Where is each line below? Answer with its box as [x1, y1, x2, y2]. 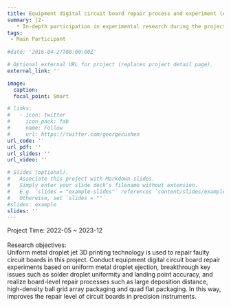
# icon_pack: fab [7, 118, 69, 125]
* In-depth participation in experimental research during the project [16, 23, 226, 30]
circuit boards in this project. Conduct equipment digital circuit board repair [7, 256, 221, 264]
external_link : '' [7, 67, 60, 75]
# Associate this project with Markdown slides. [7, 175, 155, 183]
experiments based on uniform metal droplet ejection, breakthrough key [7, 263, 211, 271]
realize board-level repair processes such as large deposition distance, [7, 277, 208, 286]
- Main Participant [10, 36, 67, 43]
